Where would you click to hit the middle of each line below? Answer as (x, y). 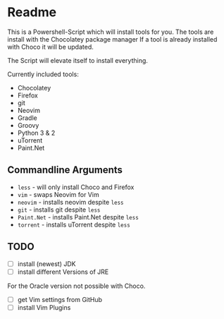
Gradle (27, 118)
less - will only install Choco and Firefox (76, 187)
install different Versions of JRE (63, 272)
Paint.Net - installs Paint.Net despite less (78, 217)
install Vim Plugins (44, 307)
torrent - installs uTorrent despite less (74, 224)
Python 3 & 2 (36, 133)
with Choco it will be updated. (50, 47)
